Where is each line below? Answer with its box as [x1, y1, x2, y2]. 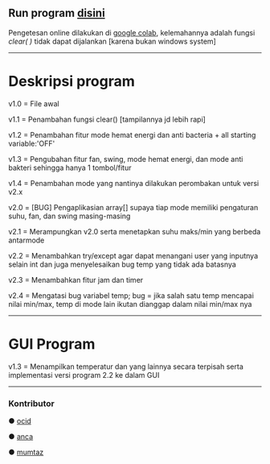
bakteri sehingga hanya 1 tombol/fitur [8, 163, 132, 172]
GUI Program [8, 334, 96, 353]
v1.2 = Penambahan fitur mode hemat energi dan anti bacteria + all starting [8, 130, 256, 139]
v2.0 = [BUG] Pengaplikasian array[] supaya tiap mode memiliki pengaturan [8, 202, 259, 212]
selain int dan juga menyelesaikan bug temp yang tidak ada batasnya [8, 259, 237, 269]
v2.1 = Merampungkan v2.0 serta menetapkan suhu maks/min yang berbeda [8, 226, 261, 236]
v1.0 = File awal [8, 98, 59, 108]
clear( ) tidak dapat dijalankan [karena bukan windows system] [8, 36, 217, 46]
